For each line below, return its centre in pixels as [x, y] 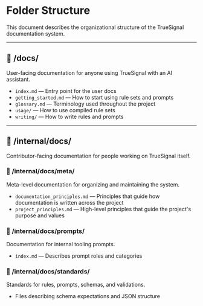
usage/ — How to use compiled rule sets [65, 110]
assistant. [18, 79]
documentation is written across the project [69, 202]
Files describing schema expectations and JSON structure [87, 296]
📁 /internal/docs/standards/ [48, 272]
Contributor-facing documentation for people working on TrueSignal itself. [98, 156]
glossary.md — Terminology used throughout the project [85, 104]
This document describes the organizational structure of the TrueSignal [95, 27]
